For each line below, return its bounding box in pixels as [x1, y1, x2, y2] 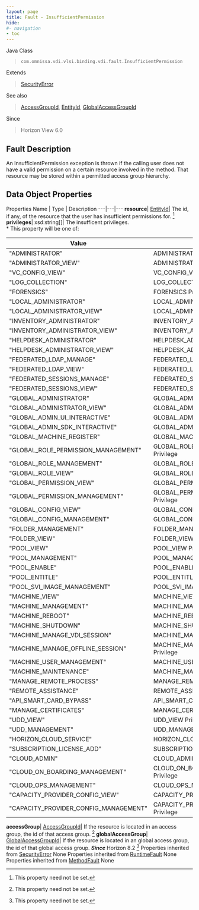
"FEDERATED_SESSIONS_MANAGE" [9, 375, 110, 383]
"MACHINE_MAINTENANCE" [9, 667, 89, 676]
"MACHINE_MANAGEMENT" [9, 602, 89, 610]
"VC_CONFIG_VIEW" [9, 269, 66, 277]
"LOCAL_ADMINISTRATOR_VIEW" [9, 307, 102, 316]
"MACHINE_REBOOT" [9, 612, 69, 620]
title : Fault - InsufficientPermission [6, 14, 105, 20]
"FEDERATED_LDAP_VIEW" [9, 365, 84, 373]
